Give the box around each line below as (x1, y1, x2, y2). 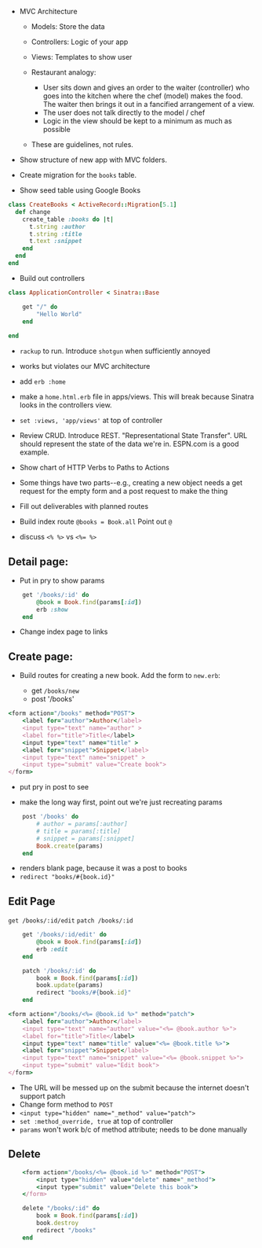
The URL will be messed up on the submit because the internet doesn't (19, 1083, 249, 1092)
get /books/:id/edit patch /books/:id (8, 917, 133, 925)
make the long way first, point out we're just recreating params (19, 797, 223, 807)
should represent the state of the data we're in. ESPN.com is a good (19, 440, 239, 449)
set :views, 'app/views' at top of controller (19, 416, 163, 425)
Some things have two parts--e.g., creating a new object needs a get (19, 478, 243, 488)
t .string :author (28, 223, 86, 230)
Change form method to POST (19, 1099, 114, 1109)
